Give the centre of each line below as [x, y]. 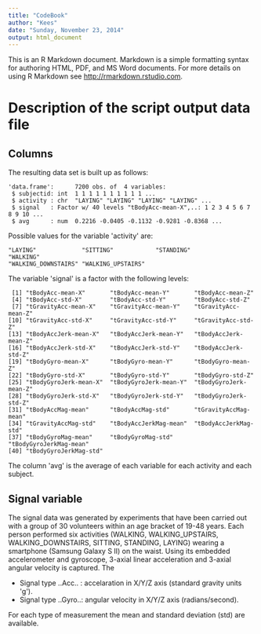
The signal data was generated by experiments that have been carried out [127, 518]
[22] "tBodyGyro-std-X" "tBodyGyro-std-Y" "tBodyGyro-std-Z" [131, 376]
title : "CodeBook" [38, 15]
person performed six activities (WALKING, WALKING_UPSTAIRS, [113, 534]
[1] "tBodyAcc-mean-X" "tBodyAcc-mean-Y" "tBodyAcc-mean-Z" [133, 293]
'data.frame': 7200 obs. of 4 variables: [87, 187]
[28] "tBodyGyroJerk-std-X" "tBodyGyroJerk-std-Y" [96, 396]
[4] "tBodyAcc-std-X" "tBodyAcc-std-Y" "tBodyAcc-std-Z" [131, 300]
